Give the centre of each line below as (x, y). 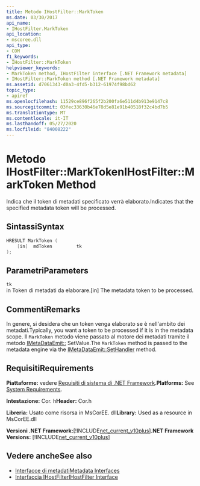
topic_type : (21, 90)
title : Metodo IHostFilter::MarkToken (55, 12)
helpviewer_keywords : (33, 68)
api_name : (19, 23)
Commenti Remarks (43, 309)
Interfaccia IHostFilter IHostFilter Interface (67, 477)
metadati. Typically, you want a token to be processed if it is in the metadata (100, 330)
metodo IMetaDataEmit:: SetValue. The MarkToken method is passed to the (97, 343)
